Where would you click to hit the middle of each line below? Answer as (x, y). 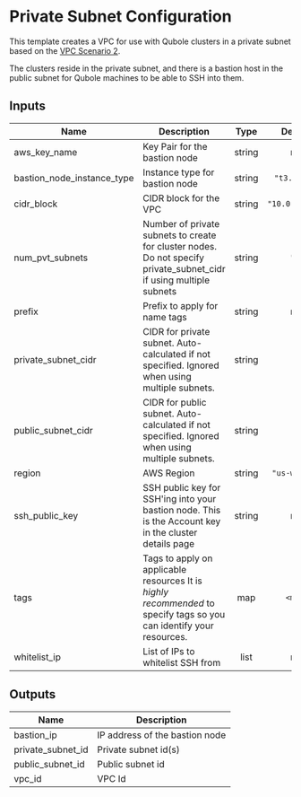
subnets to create (180, 235)
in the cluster (170, 532)
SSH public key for (182, 487)
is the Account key (182, 521)
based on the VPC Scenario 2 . (65, 50)
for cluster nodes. (180, 246)
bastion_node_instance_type (74, 178)
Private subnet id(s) (139, 749)
